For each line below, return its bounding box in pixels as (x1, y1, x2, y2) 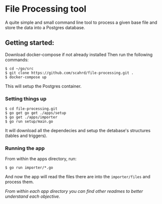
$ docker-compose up (5, 74, 47, 80)
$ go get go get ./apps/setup (5, 111, 67, 116)
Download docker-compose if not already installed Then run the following (5, 51, 153, 57)
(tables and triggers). (5, 133, 48, 139)
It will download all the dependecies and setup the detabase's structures (5, 128, 151, 134)
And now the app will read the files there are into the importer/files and (5, 174, 151, 180)
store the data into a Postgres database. (5, 24, 85, 30)
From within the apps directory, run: (5, 156, 77, 162)
